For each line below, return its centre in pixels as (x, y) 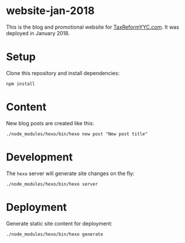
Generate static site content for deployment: (59, 223)
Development (40, 157)
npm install (20, 84)
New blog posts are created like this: (50, 123)
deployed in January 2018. (38, 33)
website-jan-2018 (50, 11)
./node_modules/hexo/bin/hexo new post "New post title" (77, 134)
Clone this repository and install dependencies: (63, 73)
